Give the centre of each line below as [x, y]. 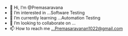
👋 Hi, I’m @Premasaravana [36, 8]
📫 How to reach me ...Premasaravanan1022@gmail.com [66, 28]
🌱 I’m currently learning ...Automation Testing [55, 18]
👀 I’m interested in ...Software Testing [47, 13]
